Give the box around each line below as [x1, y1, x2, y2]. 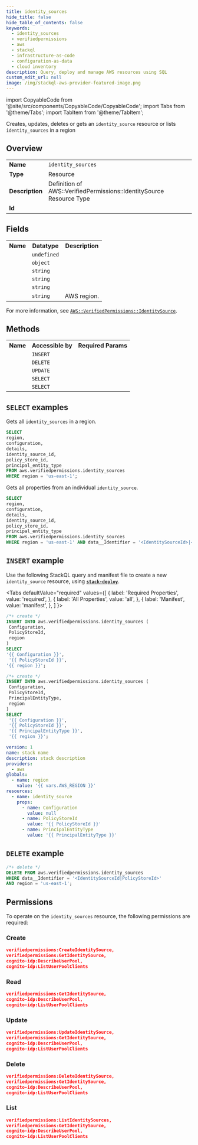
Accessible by [31, 341, 72, 350]
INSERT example [6, 556, 64, 566]
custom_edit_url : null [6, 74, 62, 80]
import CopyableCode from [6, 96, 72, 103]
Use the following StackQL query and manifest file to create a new [6, 571, 167, 578]
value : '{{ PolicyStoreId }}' [27, 821, 101, 827]
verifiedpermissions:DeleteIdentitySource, [6, 1073, 115, 1079]
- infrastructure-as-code [11, 53, 75, 58]
